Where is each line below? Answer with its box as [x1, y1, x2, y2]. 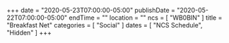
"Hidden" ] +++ [6, 28, 52, 37]
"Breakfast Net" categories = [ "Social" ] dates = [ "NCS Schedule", [6, 21, 203, 29]
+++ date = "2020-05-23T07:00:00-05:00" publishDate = [6, 6, 176, 14]
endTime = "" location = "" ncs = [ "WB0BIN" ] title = [69, 13, 223, 22]
